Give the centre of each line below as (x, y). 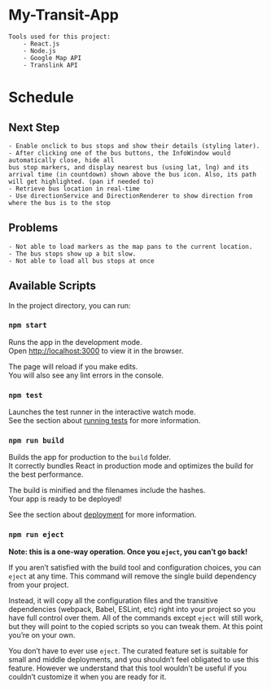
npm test (26, 395)
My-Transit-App (64, 15)
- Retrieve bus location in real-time (74, 189)
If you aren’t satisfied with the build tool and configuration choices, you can (135, 567)
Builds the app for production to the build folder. (90, 457)
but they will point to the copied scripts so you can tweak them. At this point (135, 626)
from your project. (39, 584)
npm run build (36, 441)
